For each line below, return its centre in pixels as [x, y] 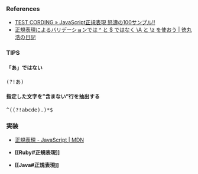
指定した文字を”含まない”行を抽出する [53, 97]
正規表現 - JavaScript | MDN [49, 140]
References [23, 9]
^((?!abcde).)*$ [30, 110]
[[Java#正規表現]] [37, 165]
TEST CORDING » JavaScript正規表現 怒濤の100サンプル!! [85, 22]
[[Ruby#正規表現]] [37, 152]
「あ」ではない [24, 67]
